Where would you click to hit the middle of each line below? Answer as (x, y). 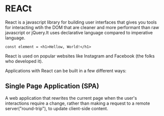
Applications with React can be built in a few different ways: (66, 71)
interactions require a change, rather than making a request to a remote (78, 103)
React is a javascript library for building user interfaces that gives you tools (81, 22)
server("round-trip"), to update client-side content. (57, 108)
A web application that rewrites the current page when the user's (71, 98)
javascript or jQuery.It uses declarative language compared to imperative (79, 32)
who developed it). (24, 61)
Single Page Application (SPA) (52, 86)
